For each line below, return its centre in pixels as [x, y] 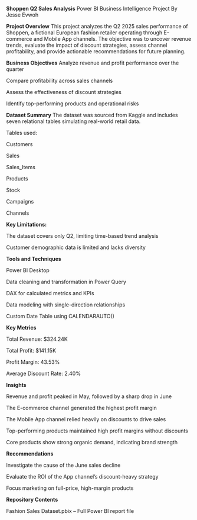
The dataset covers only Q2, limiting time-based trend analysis [82, 236]
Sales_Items [21, 167]
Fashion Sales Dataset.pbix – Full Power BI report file [70, 511]
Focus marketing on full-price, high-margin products [70, 488]
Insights [16, 385]
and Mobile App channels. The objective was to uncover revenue [112, 39]
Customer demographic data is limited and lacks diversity [76, 247]
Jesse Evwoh [22, 15]
